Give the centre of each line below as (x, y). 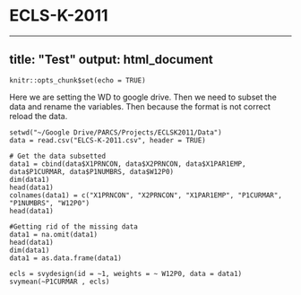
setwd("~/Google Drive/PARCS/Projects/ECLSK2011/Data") (116, 132)
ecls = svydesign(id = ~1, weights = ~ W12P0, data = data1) (126, 273)
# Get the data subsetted (57, 156)
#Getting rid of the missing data (74, 226)
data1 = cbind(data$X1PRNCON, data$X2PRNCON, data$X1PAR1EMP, (128, 164)
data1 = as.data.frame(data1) (66, 258)
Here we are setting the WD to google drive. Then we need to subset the (143, 97)
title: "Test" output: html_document (111, 60)
